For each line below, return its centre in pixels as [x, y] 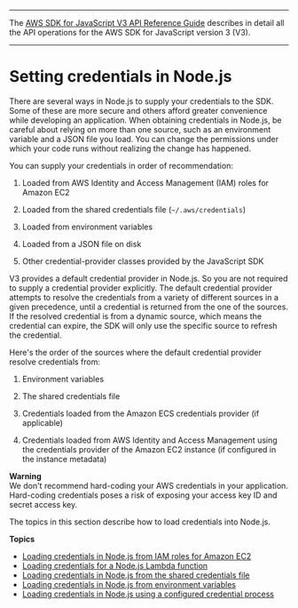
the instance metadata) [64, 459]
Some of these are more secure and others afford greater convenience [138, 110]
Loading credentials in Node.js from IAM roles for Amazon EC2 [137, 556]
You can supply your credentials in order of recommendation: [121, 165]
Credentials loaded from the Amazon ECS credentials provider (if [141, 413]
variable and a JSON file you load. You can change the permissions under [144, 139]
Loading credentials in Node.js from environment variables [129, 584]
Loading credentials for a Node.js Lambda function [115, 565]
